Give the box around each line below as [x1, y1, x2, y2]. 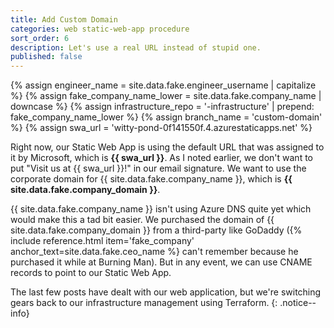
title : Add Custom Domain [10, 14, 118, 25]
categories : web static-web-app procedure [10, 24, 190, 34]
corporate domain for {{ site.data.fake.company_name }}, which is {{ [10, 173, 293, 185]
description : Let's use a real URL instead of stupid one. [10, 42, 262, 53]
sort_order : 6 [10, 33, 70, 43]
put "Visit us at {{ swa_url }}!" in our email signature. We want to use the [10, 162, 307, 175]
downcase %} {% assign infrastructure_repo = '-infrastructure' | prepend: [10, 101, 315, 113]
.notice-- [279, 297, 317, 309]
